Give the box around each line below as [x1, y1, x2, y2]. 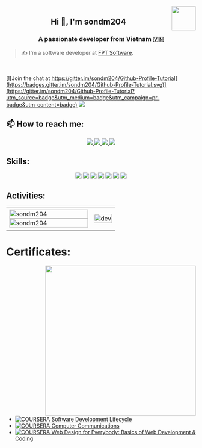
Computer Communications [51, 422, 120, 429]
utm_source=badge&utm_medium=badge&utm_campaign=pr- [6, 93, 160, 101]
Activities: [6, 190, 46, 201]
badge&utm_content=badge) [6, 101, 78, 108]
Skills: [6, 156, 30, 166]
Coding [14, 435, 34, 442]
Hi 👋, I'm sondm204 [50, 17, 126, 27]
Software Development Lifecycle [51, 415, 132, 423]
